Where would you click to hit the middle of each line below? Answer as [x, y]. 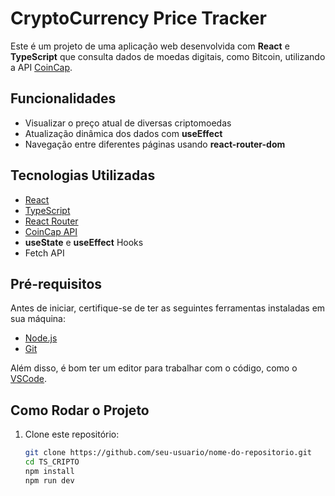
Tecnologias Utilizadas [83, 175]
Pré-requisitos [56, 283]
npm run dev [49, 480]
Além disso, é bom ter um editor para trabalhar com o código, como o [154, 368]
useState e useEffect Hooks [84, 242]
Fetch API [44, 253]
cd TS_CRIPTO [52, 462]
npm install [49, 471]
